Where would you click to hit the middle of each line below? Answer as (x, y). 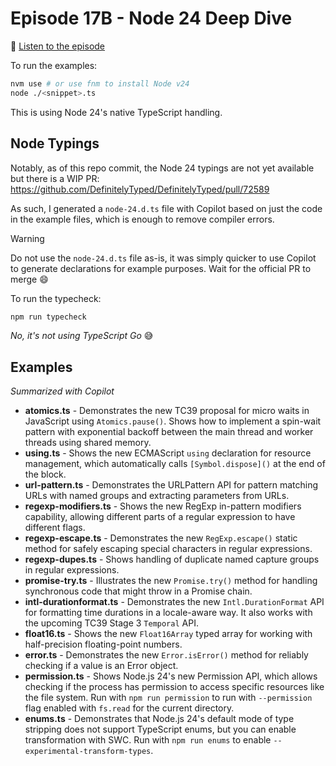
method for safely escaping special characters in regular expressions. (168, 549)
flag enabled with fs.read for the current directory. (129, 708)
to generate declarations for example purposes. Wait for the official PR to (161, 268)
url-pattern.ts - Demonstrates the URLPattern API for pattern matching (171, 485)
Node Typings (55, 143)
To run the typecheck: (56, 298)
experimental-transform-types (88, 752)
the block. (45, 474)
